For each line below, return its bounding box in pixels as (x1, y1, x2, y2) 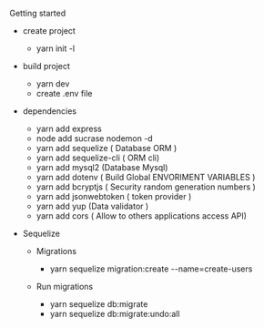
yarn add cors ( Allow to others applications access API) (36, 210, 248, 221)
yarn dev (36, 78, 70, 89)
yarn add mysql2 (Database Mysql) (36, 162, 168, 172)
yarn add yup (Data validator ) (36, 200, 149, 211)
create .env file (36, 88, 93, 98)
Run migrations (36, 282, 94, 292)
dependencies (22, 106, 77, 117)
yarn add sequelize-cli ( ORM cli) (36, 152, 160, 163)
